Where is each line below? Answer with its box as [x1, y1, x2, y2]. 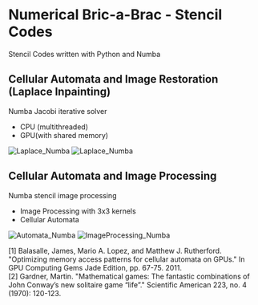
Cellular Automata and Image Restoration [8, 72, 219, 86]
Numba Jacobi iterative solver [8, 106, 107, 116]
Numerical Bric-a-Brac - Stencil [8, 6, 223, 24]
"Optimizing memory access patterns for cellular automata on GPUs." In [8, 254, 246, 264]
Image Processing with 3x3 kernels [19, 206, 136, 216]
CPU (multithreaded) [19, 122, 89, 132]
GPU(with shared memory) [19, 130, 109, 140]
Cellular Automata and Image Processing [8, 169, 217, 183]
